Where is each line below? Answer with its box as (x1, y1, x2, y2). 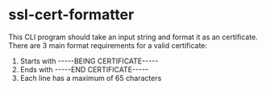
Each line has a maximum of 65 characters (19, 73, 162, 83)
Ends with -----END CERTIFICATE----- (19, 64, 149, 74)
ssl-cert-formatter (8, 6, 135, 24)
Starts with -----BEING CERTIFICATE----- (19, 56, 159, 66)
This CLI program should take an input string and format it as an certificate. (8, 32, 258, 42)
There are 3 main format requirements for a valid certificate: (8, 40, 208, 50)
